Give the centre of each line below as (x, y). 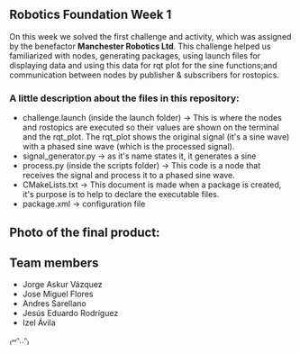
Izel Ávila (39, 322)
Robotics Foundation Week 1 (91, 15)
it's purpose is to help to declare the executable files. (121, 195)
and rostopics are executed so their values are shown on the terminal (150, 127)
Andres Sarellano (55, 304)
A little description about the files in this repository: (124, 98)
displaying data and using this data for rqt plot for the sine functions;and (143, 65)
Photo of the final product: (85, 232)
